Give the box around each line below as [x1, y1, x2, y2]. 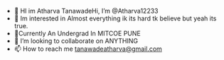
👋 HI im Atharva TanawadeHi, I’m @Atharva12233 [14, 7, 159, 15]
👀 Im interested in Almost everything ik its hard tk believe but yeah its [14, 14, 217, 23]
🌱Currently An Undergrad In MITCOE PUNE [14, 29, 141, 37]
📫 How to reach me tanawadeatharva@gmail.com [14, 44, 162, 53]
